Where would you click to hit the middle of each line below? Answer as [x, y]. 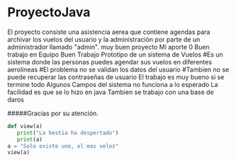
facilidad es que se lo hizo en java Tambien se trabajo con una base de [111, 92]
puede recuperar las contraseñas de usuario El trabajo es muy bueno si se [116, 77]
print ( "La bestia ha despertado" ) [68, 133]
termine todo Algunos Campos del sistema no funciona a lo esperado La [113, 84]
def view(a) [25, 126]
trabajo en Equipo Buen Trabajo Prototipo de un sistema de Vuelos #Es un [115, 54]
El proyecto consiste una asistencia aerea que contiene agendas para [109, 32]
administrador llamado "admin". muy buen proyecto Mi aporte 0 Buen [109, 47]
